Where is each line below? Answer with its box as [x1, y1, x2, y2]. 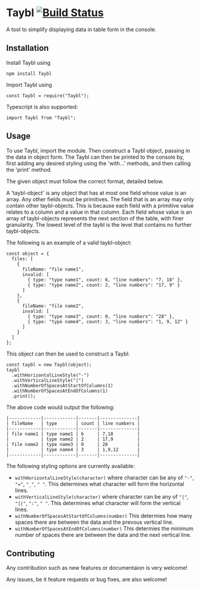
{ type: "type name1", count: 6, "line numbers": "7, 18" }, [27, 277, 183, 283]
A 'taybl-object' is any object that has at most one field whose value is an [6, 189, 187, 196]
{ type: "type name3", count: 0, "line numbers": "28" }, [27, 313, 175, 320]
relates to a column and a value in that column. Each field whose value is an [6, 208, 192, 215]
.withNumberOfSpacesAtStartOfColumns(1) [11, 382, 113, 388]
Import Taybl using [6, 81, 53, 88]
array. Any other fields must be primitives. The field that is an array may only [6, 195, 194, 203]
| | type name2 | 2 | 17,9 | [6, 436, 140, 442]
